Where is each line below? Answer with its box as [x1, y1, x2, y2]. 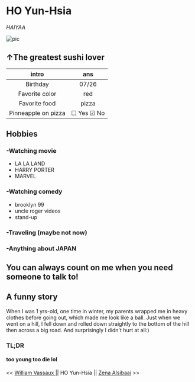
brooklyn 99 [14, 201, 44, 208]
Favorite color [18, 89, 57, 98]
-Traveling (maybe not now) [6, 228, 87, 236]
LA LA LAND [14, 160, 45, 167]
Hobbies [6, 129, 38, 139]
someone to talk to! [6, 271, 79, 282]
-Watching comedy [6, 188, 63, 196]
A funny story [6, 292, 58, 302]
